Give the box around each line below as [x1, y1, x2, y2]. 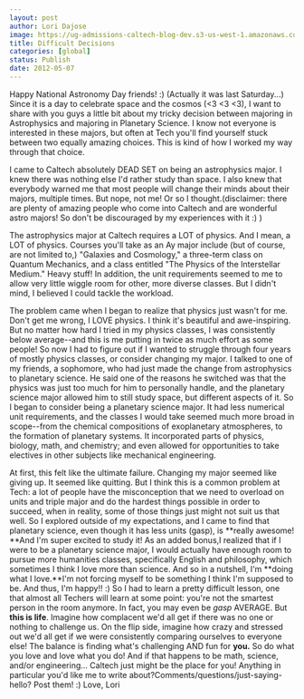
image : [9, 30, 34, 39]
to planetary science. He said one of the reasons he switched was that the [9, 373, 287, 383]
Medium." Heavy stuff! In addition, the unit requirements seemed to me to [9, 268, 283, 279]
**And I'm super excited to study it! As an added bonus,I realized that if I [9, 534, 281, 545]
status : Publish [9, 55, 71, 64]
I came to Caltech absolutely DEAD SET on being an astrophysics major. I [9, 164, 282, 175]
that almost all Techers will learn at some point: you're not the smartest [9, 592, 274, 603]
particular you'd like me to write [9, 669, 128, 680]
